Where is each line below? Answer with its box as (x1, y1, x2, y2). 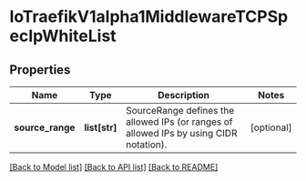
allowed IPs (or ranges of (126, 116, 234, 128)
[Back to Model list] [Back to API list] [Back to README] (9, 162, 219, 172)
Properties (9, 62, 71, 77)
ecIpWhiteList (9, 25, 117, 46)
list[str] (84, 121, 117, 134)
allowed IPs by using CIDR (126, 127, 238, 139)
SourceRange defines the (126, 105, 235, 116)
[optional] (250, 121, 292, 134)
